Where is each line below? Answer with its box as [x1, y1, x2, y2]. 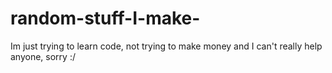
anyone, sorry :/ [10, 50, 76, 62]
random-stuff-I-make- [10, 7, 201, 30]
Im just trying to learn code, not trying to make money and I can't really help [10, 40, 323, 52]
